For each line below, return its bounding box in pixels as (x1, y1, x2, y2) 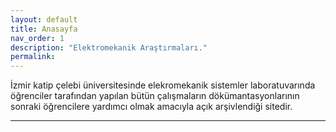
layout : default (10, 14, 78, 25)
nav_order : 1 (10, 33, 65, 43)
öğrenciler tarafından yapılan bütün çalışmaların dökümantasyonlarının (10, 90, 300, 102)
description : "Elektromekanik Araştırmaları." (10, 42, 208, 53)
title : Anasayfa (10, 24, 78, 34)
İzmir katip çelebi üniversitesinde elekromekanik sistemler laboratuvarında (10, 79, 316, 91)
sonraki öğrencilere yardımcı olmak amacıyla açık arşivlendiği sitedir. (10, 101, 293, 113)
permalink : (10, 52, 56, 62)
